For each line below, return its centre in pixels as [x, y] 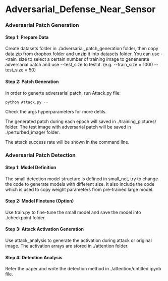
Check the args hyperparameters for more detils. [56, 112]
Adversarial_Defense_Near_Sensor [80, 9]
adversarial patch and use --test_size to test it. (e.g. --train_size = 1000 [79, 65]
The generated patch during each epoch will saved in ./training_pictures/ [81, 122]
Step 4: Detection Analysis [34, 257]
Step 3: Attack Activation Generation [45, 229]
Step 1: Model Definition [31, 167]
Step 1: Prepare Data [27, 37]
